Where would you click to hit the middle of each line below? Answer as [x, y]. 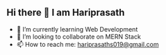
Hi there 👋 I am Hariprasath [66, 13]
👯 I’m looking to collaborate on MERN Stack [79, 36]
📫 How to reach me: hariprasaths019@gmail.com [88, 44]
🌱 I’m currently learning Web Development [77, 29]
